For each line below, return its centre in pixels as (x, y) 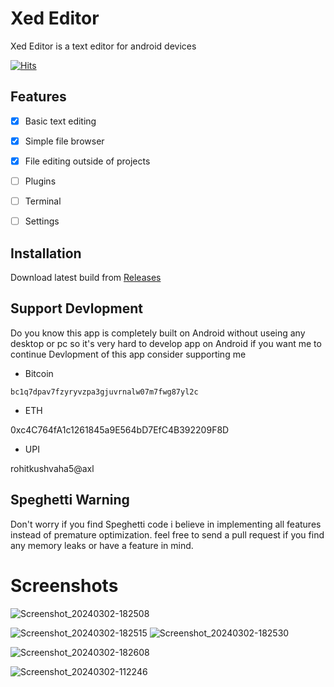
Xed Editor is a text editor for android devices (103, 46)
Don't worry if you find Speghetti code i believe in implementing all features (166, 524)
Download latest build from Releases (86, 277)
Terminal (43, 201)
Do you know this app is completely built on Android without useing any (158, 333)
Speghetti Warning (70, 500)
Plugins (40, 181)
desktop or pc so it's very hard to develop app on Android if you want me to (166, 343)
